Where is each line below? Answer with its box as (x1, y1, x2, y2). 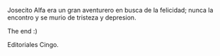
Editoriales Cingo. (7, 41, 59, 48)
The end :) (7, 27, 37, 35)
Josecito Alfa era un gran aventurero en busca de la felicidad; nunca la (7, 6, 214, 14)
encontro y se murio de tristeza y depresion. (7, 13, 137, 22)
